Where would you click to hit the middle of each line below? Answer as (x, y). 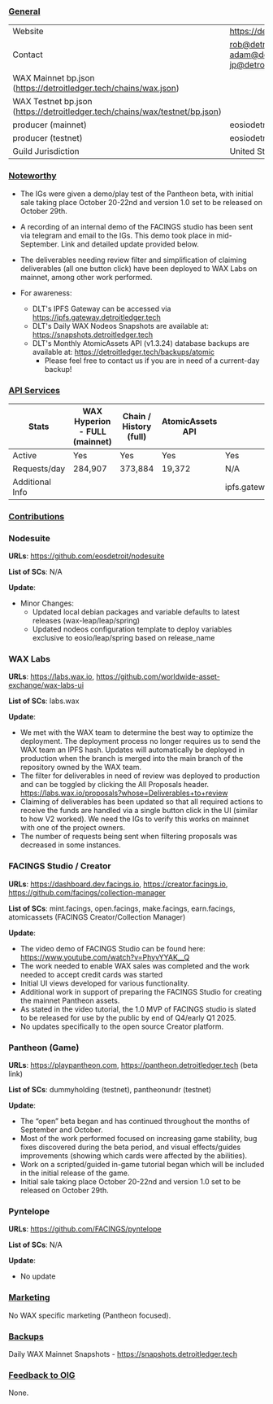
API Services (35, 390)
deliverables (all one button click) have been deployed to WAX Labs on (139, 268)
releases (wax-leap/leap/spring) (86, 621)
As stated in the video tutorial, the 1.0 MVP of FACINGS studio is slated (138, 1009)
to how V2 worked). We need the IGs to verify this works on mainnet (134, 819)
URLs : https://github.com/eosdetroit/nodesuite (87, 556)
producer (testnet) (48, 138)
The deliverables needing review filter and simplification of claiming (133, 260)
